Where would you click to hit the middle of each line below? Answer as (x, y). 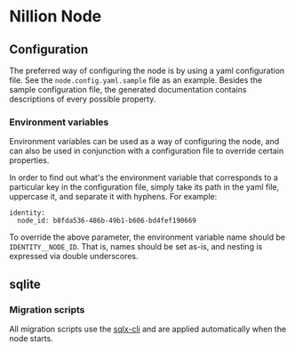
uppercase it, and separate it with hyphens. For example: (113, 197)
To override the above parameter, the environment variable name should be (147, 237)
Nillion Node (56, 16)
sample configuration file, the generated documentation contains (128, 90)
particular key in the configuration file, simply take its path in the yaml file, (144, 187)
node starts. (31, 338)
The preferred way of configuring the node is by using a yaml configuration (147, 70)
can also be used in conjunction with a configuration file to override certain (147, 151)
